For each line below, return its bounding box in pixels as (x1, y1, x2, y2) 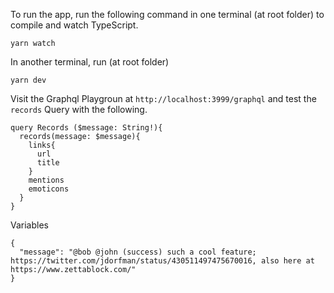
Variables (10, 219, 49, 231)
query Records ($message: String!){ (10, 123, 163, 133)
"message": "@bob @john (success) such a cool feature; (19, 247, 257, 257)
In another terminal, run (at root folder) (10, 56, 170, 68)
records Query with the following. (10, 104, 148, 115)
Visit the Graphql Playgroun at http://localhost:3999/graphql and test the (10, 93, 317, 104)
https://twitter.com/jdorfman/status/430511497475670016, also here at (10, 256, 315, 266)
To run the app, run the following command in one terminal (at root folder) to (10, 9, 325, 20)
